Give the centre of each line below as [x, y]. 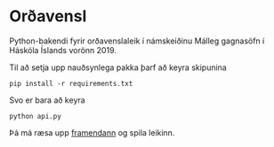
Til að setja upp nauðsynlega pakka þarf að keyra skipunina [118, 67]
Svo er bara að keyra [48, 100]
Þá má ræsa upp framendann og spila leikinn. [92, 132]
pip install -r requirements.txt [71, 83]
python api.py [36, 116]
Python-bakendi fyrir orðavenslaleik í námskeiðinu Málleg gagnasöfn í [137, 41]
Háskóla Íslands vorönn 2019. [63, 50]
